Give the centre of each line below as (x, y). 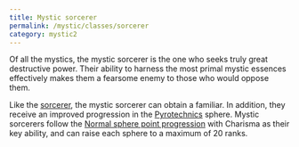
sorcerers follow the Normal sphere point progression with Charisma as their (149, 124)
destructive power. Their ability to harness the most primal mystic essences (148, 69)
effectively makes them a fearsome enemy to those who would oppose (139, 78)
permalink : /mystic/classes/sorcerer (79, 26)
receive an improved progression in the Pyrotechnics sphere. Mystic (134, 114)
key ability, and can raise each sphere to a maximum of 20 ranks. (129, 134)
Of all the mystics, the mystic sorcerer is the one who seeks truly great (139, 60)
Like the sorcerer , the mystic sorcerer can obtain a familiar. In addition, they (148, 105)
